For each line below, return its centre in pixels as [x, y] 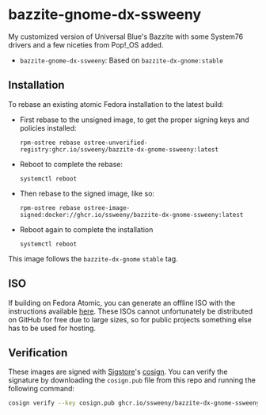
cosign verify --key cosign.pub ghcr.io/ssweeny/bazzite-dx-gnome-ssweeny [134, 403]
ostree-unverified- [116, 143]
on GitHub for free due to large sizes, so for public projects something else [130, 319]
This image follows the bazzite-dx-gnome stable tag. [93, 258]
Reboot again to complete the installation [86, 229]
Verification [38, 353]
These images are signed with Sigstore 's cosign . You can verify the [118, 372]
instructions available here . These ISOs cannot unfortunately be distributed [131, 311]
